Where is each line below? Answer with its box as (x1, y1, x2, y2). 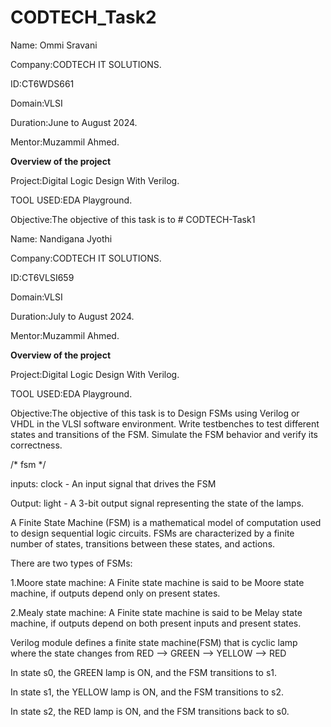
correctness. (10, 439, 63, 451)
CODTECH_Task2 (10, 6, 157, 29)
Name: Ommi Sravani (10, 39, 98, 51)
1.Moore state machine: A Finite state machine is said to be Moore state (10, 576, 305, 588)
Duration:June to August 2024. (10, 116, 138, 128)
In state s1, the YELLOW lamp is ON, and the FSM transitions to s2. (10, 686, 285, 698)
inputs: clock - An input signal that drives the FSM (10, 477, 217, 490)
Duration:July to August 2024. (10, 310, 135, 322)
